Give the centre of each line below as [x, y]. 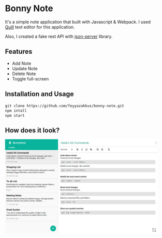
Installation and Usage [39, 94]
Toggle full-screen [30, 79]
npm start [15, 115]
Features [19, 52]
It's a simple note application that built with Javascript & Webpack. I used [78, 22]
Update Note [25, 68]
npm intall [16, 111]
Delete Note [24, 74]
